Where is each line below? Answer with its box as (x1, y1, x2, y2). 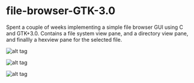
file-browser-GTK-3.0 (6, 4, 116, 18)
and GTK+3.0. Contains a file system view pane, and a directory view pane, (6, 29, 189, 36)
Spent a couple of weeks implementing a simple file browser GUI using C (6, 24, 183, 31)
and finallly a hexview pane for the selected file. (6, 36, 123, 43)
